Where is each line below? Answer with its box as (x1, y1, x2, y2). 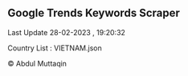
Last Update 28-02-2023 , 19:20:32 (7, 27, 126, 37)
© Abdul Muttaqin (7, 58, 67, 68)
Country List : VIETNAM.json (7, 43, 102, 53)
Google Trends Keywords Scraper (7, 6, 180, 20)
